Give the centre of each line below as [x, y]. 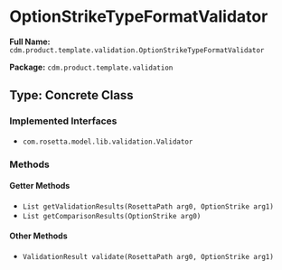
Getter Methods [40, 186]
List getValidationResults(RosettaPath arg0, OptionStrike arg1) [148, 206]
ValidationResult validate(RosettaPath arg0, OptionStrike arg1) [148, 256]
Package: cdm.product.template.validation [91, 67]
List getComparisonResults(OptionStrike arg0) [112, 216]
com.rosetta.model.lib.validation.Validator [108, 142]
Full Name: [30, 42]
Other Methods [38, 236]
